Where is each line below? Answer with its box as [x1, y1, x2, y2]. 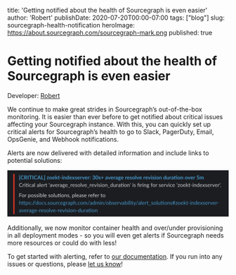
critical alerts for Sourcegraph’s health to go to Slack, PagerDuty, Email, [7, 127, 214, 136]
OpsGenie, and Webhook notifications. [7, 135, 119, 143]
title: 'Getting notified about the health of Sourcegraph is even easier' [7, 6, 208, 14]
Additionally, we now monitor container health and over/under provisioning [7, 224, 223, 232]
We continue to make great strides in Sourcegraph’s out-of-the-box [7, 105, 202, 114]
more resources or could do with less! [7, 238, 117, 247]
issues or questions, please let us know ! [7, 259, 123, 268]
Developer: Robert [7, 91, 60, 99]
